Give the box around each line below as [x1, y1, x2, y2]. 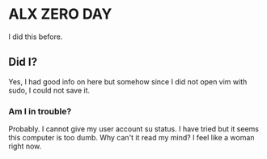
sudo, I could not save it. [8, 85, 91, 95]
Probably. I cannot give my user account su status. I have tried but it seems [8, 124, 259, 134]
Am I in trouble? [8, 105, 72, 117]
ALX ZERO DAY [8, 5, 112, 24]
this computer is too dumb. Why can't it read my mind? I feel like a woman [8, 133, 255, 143]
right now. [8, 141, 42, 151]
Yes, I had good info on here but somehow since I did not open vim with [8, 76, 248, 86]
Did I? [8, 55, 38, 69]
